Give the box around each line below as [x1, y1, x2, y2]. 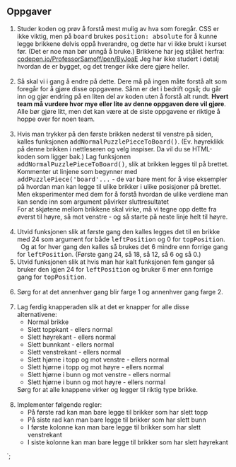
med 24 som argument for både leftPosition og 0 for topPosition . [16, 235, 225, 243]
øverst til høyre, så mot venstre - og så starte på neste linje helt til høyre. [16, 212, 228, 221]
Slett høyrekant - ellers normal [27, 333, 116, 341]
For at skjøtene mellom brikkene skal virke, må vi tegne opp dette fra [16, 204, 217, 213]
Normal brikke [27, 318, 69, 326]
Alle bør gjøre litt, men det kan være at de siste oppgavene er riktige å [16, 107, 220, 115]
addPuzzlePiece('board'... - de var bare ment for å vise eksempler [16, 175, 228, 183]
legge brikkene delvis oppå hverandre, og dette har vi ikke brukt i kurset [16, 39, 227, 48]
